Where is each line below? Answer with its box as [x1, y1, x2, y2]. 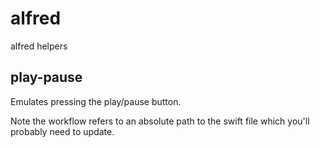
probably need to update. [10, 125, 115, 137]
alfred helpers [10, 40, 68, 52]
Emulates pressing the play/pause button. [10, 95, 182, 107]
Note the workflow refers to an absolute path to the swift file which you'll [10, 115, 310, 127]
